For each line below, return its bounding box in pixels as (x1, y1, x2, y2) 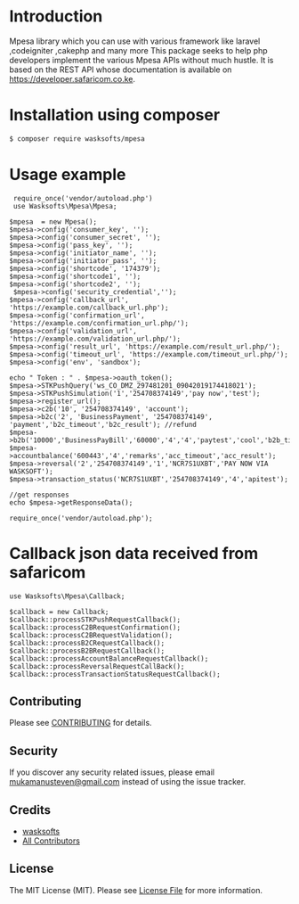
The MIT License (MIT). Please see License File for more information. (9, 884, 263, 895)
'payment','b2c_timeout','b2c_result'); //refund (9, 420, 198, 429)
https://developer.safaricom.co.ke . (9, 73, 136, 84)
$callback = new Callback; (9, 607, 109, 616)
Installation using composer (9, 105, 221, 126)
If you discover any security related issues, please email (9, 767, 215, 777)
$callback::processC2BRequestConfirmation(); (9, 622, 181, 632)
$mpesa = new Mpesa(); (9, 217, 98, 226)
